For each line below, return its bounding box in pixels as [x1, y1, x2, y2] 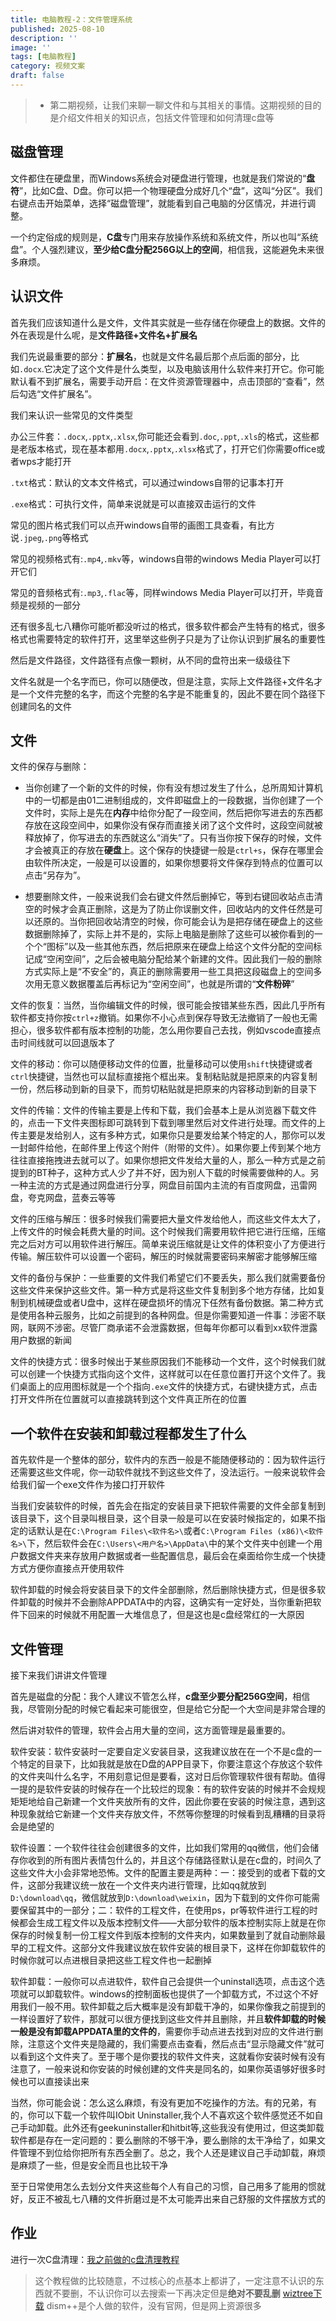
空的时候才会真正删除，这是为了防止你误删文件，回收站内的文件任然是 [24, 903, 315, 915]
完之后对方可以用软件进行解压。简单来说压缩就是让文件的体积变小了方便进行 [10, 1238, 326, 1250]
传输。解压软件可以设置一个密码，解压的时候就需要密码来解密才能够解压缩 [10, 1251, 317, 1263]
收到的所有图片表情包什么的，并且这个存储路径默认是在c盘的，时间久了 [27, 1854, 322, 1866]
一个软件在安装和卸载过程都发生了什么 [10, 1425, 247, 1442]
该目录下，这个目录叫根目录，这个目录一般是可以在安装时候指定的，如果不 [10, 1512, 317, 1525]
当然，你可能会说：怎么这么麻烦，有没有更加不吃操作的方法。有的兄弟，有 [10, 2096, 317, 2108]
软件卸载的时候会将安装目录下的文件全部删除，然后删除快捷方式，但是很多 [10, 1584, 317, 1596]
